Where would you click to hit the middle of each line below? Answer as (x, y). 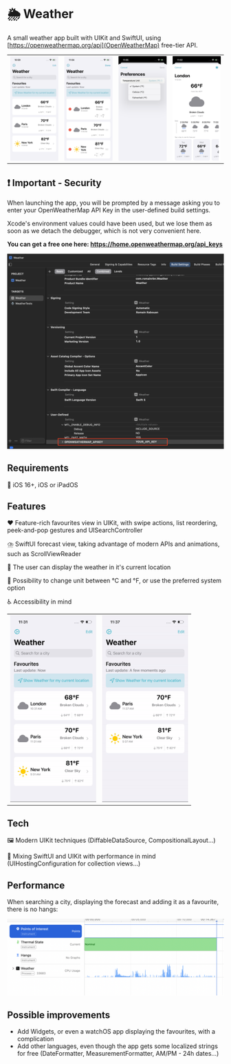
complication (35, 1039)
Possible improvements (59, 1015)
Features (26, 506)
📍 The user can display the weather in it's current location (89, 567)
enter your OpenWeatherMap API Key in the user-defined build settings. (109, 210)
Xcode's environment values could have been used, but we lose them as (110, 223)
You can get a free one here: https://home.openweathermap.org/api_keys (115, 244)
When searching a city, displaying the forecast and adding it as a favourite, (113, 902)
